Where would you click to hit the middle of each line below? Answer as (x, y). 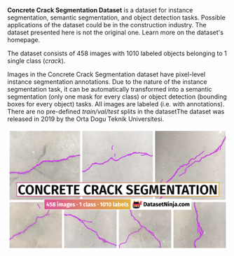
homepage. (24, 40)
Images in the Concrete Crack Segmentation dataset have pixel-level (106, 74)
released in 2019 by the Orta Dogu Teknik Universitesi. (86, 119)
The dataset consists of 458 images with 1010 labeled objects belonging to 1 (117, 53)
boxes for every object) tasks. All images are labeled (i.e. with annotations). (116, 104)
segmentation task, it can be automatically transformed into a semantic (110, 89)
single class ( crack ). (36, 61)
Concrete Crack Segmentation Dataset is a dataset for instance (100, 10)
